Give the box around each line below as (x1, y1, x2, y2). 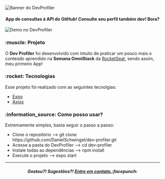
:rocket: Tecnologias (5, 73, 55, 80)
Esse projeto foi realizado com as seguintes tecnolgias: (5, 84, 117, 90)
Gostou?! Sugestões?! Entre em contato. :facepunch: (27, 168, 138, 174)
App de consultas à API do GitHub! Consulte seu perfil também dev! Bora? (5, 16, 160, 22)
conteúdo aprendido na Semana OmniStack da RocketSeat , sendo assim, (5, 55, 155, 61)
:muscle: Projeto (5, 39, 45, 46)
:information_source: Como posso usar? (5, 111, 103, 118)
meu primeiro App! (5, 61, 43, 67)
